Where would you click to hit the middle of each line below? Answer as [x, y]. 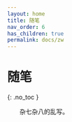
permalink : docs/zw [36, 40]
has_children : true [36, 33]
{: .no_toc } [23, 97]
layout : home [26, 14]
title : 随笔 [23, 20]
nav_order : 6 [26, 27]
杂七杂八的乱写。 [44, 112]
